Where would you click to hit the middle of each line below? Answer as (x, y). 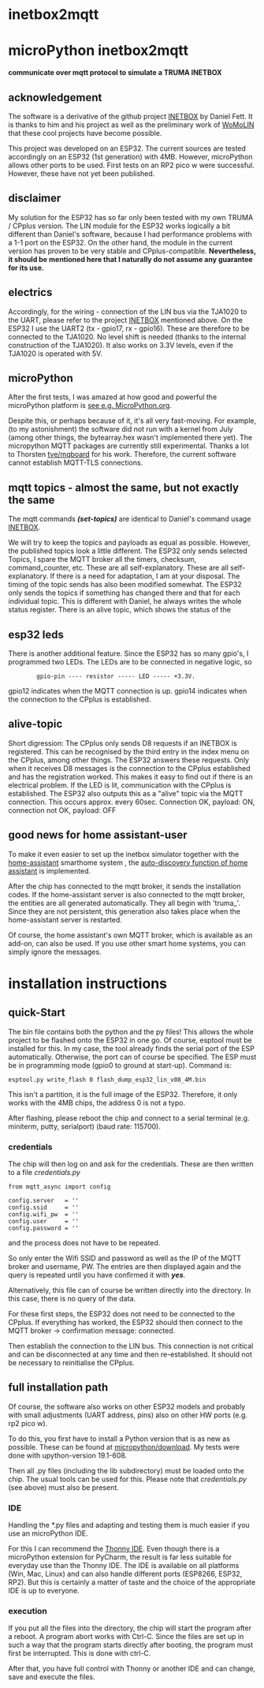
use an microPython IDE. (48, 1533)
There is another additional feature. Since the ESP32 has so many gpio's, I (128, 653)
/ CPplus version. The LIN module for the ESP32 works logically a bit (119, 226)
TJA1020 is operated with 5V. (55, 354)
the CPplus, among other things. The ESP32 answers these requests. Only (129, 760)
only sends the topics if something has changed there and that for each (124, 593)
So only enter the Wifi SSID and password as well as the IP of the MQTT (125, 1258)
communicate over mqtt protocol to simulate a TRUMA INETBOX (115, 73)
